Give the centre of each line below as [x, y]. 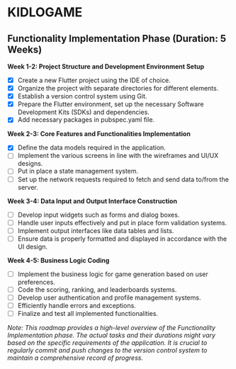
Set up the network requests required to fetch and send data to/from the [123, 179]
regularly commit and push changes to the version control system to [107, 351]
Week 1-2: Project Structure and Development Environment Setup [106, 67]
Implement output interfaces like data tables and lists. [96, 230]
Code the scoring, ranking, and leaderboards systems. [97, 289]
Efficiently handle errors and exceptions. [77, 306]
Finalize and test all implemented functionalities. [88, 314]
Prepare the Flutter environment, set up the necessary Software [111, 104]
